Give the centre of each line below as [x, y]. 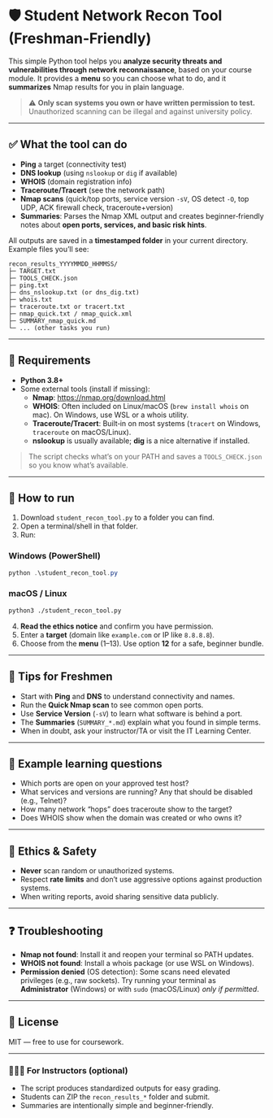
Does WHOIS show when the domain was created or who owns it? [131, 818]
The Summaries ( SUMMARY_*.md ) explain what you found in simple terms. [141, 722]
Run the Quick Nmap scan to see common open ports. [112, 705]
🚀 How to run [41, 498]
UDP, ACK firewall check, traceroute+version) [97, 207]
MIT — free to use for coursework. [66, 1042]
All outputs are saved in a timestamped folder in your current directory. [128, 240]
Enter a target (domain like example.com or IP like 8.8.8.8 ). [117, 634]
